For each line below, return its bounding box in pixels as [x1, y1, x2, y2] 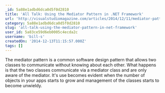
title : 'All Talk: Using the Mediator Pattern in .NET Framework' [5, 12, 144, 17]
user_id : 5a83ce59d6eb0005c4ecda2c [5, 30, 78, 35]
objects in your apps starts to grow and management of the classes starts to [5, 77, 160, 83]
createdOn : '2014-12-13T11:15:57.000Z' [5, 39, 87, 44]
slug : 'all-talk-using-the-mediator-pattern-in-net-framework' [5, 25, 137, 30]
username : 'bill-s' [5, 35, 45, 39]
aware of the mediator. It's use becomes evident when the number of [5, 72, 145, 78]
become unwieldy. [5, 82, 43, 88]
